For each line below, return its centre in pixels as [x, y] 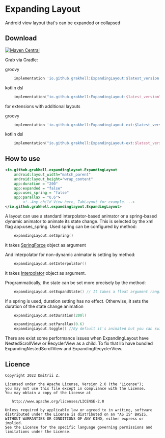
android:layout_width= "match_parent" [53, 174]
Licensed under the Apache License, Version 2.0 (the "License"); [74, 384]
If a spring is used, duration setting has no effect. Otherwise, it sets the [77, 301]
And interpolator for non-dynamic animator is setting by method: [70, 255]
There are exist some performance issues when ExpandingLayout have [77, 338]
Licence [18, 364]
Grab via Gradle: [22, 60]
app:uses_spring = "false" [41, 193]
